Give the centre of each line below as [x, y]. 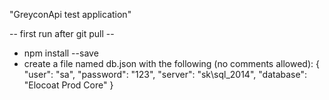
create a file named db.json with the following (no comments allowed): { [171, 63]
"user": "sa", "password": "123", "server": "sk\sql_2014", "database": [165, 74]
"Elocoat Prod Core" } [68, 85]
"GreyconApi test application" [70, 14]
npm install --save [61, 53]
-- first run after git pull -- [62, 33]
